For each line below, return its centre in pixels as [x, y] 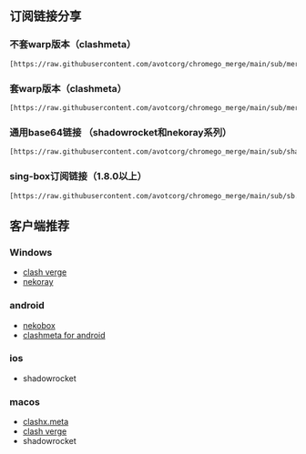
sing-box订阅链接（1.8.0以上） [78, 177]
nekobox [39, 325]
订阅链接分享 [46, 16]
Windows [31, 252]
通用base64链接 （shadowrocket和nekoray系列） [121, 132]
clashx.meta [46, 422]
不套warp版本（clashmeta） [73, 45]
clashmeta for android [64, 335]
